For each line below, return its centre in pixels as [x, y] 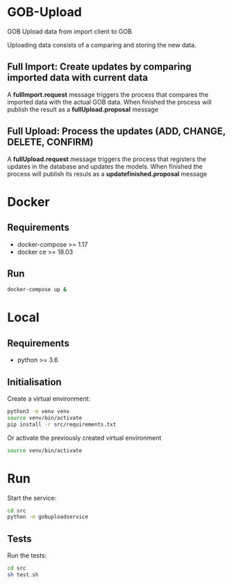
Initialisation [34, 382]
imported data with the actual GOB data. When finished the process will [109, 102]
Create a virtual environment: [49, 399]
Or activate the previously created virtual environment [84, 438]
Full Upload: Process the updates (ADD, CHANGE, [116, 131]
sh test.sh [23, 575]
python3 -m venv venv [39, 412]
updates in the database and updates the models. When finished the [105, 166]
